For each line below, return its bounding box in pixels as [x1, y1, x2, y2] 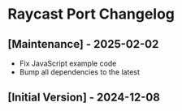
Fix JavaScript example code [19, 58, 117, 68]
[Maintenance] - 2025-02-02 [7, 37, 159, 51]
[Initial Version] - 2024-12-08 [7, 91, 160, 105]
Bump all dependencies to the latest [19, 67, 140, 77]
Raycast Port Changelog [7, 5, 175, 23]
